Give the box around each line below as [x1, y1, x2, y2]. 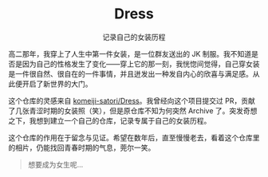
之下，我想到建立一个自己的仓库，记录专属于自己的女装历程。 [8, 116, 211, 125]
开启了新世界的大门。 [22, 79, 93, 88]
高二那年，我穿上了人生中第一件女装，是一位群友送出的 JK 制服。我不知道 [8, 49, 252, 58]
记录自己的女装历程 [102, 32, 166, 41]
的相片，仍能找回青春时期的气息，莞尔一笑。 [8, 143, 156, 152]
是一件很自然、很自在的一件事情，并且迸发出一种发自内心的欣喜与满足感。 [8, 69, 253, 78]
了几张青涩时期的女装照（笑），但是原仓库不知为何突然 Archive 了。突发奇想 [8, 105, 258, 116]
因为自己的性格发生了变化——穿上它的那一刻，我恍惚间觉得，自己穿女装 [22, 59, 260, 69]
